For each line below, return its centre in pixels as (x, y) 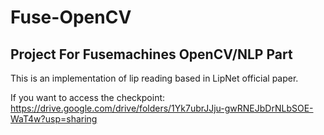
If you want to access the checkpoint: (88, 97)
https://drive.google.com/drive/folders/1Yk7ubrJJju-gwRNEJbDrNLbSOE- (162, 108)
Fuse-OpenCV (71, 17)
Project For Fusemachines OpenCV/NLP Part (151, 54)
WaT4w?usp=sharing (54, 119)
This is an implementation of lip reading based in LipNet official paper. (154, 78)
